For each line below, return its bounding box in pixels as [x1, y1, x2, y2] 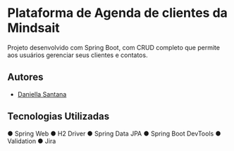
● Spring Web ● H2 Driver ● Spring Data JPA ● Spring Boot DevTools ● [7, 129, 221, 138]
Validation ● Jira [7, 136, 56, 145]
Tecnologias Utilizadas [7, 111, 110, 123]
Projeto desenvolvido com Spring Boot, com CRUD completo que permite [7, 43, 221, 52]
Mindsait [7, 20, 60, 36]
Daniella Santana [17, 90, 67, 98]
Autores [7, 71, 44, 83]
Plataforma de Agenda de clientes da [7, 5, 228, 21]
